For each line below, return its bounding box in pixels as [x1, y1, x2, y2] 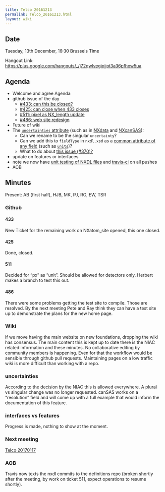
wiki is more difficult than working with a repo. [5, 360, 100, 366]
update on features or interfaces [12, 154, 79, 159]
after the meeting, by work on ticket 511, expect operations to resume [5, 476, 146, 482]
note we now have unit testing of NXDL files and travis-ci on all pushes [12, 159, 157, 165]
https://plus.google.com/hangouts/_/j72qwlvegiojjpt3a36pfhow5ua [5, 63, 142, 69]
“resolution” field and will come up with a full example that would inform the [5, 395, 160, 401]
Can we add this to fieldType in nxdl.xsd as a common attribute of [19, 138, 156, 144]
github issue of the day [12, 96, 59, 102]
